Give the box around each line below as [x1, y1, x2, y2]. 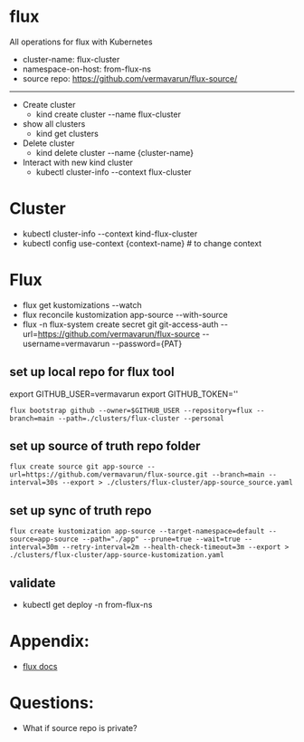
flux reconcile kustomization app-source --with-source [22, 309, 228, 320]
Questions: [9, 693, 95, 713]
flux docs [22, 661, 58, 671]
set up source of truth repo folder [9, 438, 201, 454]
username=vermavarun [22, 338, 110, 349]
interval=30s [9, 478, 59, 487]
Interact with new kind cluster [22, 157, 134, 168]
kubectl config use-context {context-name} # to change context [22, 237, 262, 248]
